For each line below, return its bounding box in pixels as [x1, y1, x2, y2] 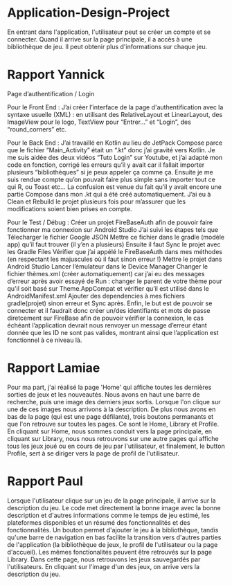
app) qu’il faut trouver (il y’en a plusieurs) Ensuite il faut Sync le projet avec [7, 240, 221, 249]
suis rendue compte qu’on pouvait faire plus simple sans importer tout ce [7, 175, 216, 183]
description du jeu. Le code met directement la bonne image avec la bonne [7, 503, 221, 512]
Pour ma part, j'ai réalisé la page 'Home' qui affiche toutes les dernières [7, 383, 212, 391]
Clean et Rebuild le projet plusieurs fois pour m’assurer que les [7, 197, 186, 206]
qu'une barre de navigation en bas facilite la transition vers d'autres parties [7, 533, 222, 541]
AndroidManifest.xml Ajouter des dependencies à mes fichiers [7, 291, 186, 300]
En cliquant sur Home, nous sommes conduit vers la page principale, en [7, 427, 213, 435]
